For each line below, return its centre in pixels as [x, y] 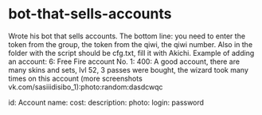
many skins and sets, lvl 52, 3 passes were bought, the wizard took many [129, 69]
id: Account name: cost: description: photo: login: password [106, 102]
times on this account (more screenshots [76, 78]
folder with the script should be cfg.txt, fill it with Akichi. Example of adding [131, 53]
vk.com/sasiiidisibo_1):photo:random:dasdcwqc [86, 87]
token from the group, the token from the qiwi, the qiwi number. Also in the [131, 44]
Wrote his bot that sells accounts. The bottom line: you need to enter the [127, 36]
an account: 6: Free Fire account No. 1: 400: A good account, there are [124, 61]
